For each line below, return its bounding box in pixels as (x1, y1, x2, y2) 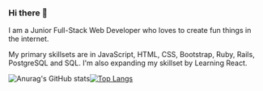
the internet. (8, 34, 49, 43)
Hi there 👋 (8, 7, 49, 19)
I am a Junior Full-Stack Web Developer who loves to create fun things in (8, 26, 252, 35)
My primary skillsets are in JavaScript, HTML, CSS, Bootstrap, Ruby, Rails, (8, 50, 255, 60)
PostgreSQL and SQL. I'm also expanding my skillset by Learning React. (8, 58, 248, 68)
